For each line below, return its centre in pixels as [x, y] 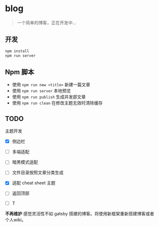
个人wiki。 [15, 220]
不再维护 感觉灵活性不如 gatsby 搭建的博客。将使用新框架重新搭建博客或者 [80, 213]
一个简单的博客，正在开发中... [46, 22]
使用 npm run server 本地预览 [41, 91]
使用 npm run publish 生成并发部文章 [49, 97]
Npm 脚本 [20, 72]
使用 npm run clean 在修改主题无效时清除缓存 [57, 103]
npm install [17, 51]
